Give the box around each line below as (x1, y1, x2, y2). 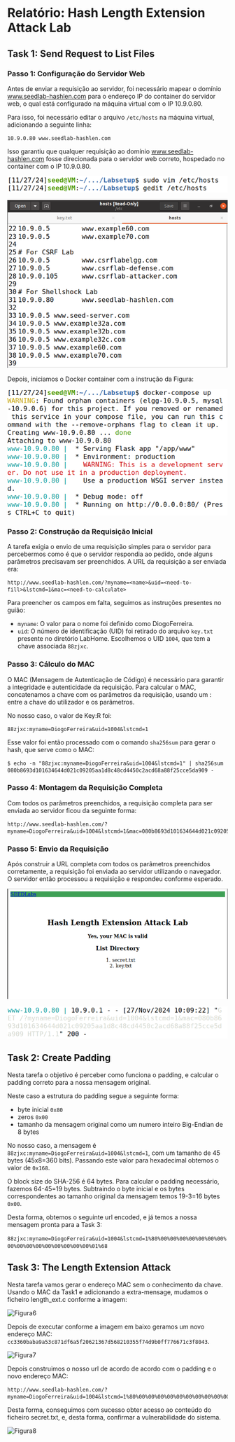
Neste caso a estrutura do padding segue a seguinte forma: (7, 1091, 180, 1100)
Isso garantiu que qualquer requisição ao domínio (7, 147, 150, 155)
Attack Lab (7, 20, 71, 36)
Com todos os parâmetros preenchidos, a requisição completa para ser (7, 798, 213, 807)
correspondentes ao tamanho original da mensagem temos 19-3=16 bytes (7, 1192, 220, 1200)
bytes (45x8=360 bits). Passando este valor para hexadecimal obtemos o (7, 1156, 219, 1164)
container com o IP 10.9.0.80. (7, 162, 92, 170)
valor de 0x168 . (7, 1163, 50, 1172)
